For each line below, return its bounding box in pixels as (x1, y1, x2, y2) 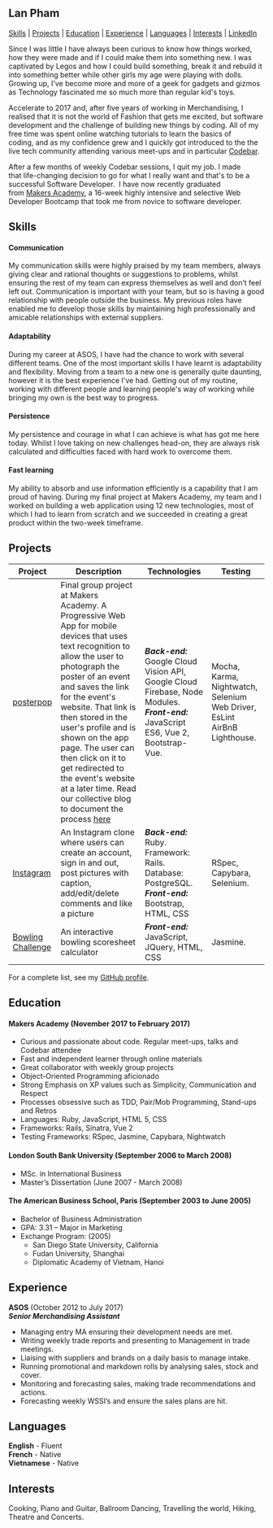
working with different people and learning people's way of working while (8, 384, 255, 394)
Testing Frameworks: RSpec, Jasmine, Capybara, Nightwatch (19, 1132, 226, 1142)
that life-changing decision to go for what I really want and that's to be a (8, 170, 250, 180)
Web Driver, (210, 701, 257, 713)
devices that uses (60, 630, 128, 641)
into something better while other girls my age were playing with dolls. (8, 69, 244, 80)
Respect (19, 1089, 49, 1098)
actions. (19, 1387, 47, 1397)
